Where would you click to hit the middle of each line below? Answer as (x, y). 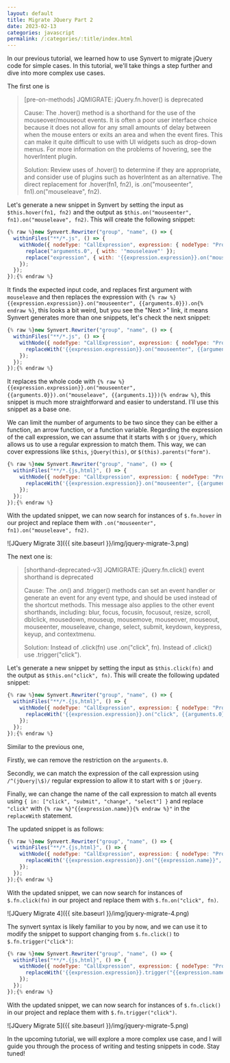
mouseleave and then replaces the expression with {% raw (87, 297)
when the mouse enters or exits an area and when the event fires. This (123, 135)
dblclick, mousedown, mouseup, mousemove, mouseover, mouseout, (122, 620)
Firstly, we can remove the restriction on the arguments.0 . (88, 760)
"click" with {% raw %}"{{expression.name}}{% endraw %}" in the (99, 808)
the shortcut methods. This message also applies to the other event (119, 605)
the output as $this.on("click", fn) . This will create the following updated (113, 675)
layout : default (30, 13)
